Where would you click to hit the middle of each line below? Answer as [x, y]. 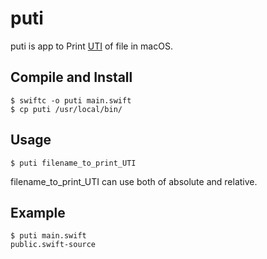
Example [38, 212]
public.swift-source [53, 245]
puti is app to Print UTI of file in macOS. [91, 46]
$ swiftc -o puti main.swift [71, 100]
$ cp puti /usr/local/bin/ [66, 109]
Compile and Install [71, 77]
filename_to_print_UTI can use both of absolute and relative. [134, 181]
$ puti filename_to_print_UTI [73, 163]
